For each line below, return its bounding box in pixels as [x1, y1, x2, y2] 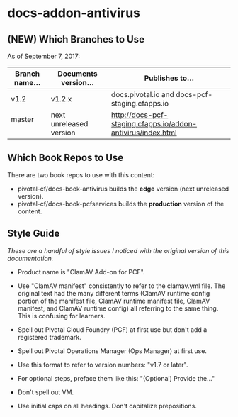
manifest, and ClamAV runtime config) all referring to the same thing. [17, 304, 219, 313]
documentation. [7, 254, 54, 262]
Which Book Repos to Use [7, 152, 124, 164]
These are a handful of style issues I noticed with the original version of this [7, 246, 229, 255]
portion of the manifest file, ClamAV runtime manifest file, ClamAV [17, 296, 210, 305]
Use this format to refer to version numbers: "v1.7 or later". [17, 360, 188, 369]
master [11, 115, 34, 124]
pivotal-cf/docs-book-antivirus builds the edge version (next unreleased [17, 184, 229, 193]
